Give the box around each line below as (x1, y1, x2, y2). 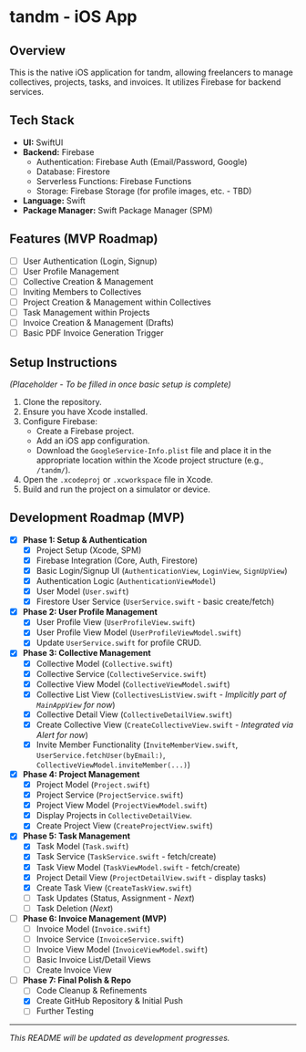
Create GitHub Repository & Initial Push (36, 995, 184, 1006)
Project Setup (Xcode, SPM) (36, 545, 142, 556)
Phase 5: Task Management (22, 830, 130, 841)
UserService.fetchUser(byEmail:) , (36, 749, 166, 760)
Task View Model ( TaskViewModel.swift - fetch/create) (36, 861, 240, 872)
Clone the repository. (22, 396, 102, 407)
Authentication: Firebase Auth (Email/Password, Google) (36, 156, 248, 167)
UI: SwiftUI (22, 137, 64, 148)
